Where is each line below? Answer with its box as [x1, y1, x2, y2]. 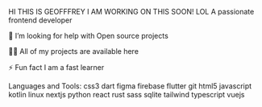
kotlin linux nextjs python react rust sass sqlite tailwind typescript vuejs [8, 90, 245, 99]
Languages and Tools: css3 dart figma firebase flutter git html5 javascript [8, 81, 252, 91]
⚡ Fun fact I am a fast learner [8, 63, 105, 72]
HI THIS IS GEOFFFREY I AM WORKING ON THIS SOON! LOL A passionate [8, 7, 255, 16]
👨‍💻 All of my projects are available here [8, 47, 139, 56]
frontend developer [8, 15, 73, 25]
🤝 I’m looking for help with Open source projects [8, 31, 169, 40]
